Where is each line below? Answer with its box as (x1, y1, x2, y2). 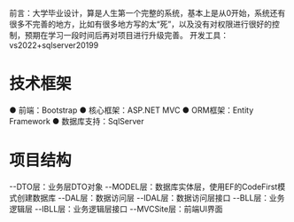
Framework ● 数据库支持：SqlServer (9, 115, 144, 126)
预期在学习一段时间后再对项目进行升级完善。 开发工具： (24, 30, 228, 40)
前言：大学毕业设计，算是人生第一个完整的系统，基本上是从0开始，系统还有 (9, 8, 286, 18)
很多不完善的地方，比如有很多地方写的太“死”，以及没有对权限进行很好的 (9, 19, 273, 29)
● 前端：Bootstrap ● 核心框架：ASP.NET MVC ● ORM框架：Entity (9, 105, 254, 115)
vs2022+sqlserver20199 (9, 40, 99, 51)
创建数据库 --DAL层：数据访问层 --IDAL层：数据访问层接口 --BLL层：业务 (16, 192, 285, 202)
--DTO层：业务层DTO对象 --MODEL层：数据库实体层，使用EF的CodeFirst (9, 181, 278, 192)
